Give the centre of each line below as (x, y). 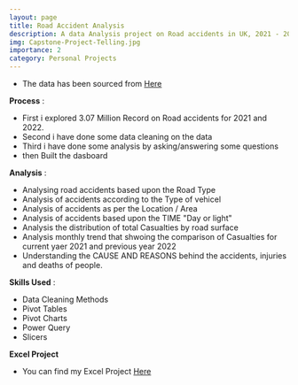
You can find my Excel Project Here (86, 371)
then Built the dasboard (65, 155)
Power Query (46, 327)
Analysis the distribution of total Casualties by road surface (130, 227)
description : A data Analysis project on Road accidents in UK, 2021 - (144, 34)
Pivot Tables (45, 309)
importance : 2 (35, 50)
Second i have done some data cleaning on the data (117, 137)
